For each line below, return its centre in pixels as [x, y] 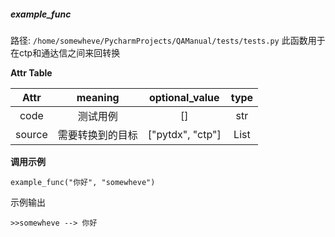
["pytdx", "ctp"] [184, 134]
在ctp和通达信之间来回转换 [65, 52]
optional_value [184, 97]
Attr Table [31, 72]
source [31, 134]
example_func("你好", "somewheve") [83, 182]
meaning [98, 97]
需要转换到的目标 [97, 135]
